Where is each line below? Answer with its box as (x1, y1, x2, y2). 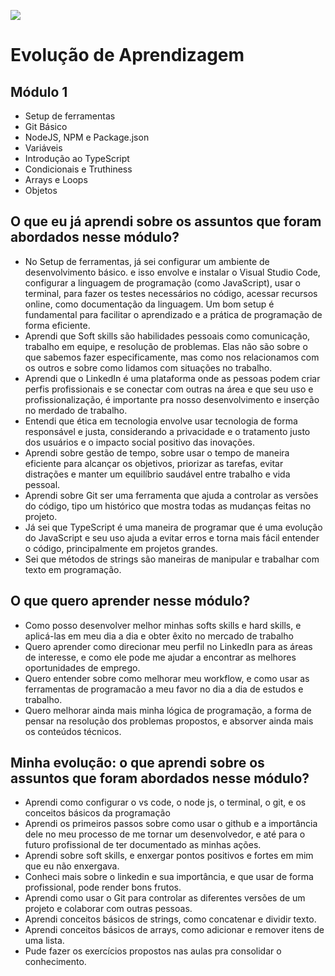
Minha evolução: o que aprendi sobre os (10, 755, 265, 772)
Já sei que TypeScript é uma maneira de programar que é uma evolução (24, 521, 323, 533)
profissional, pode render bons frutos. (24, 881, 182, 894)
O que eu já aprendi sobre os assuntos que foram (10, 213, 322, 230)
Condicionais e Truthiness (24, 163, 133, 175)
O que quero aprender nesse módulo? (10, 593, 251, 610)
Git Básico (24, 121, 68, 132)
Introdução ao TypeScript (24, 153, 130, 164)
